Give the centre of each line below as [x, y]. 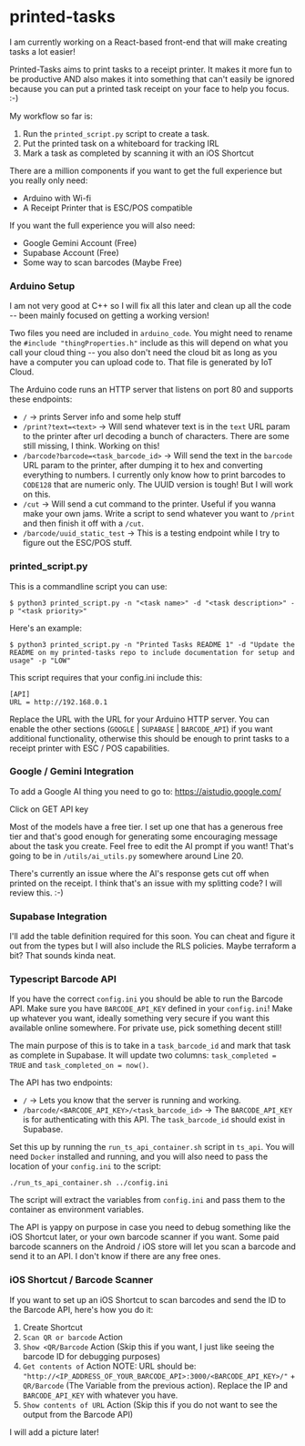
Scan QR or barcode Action [72, 1337]
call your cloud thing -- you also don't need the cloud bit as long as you [143, 353]
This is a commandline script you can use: [88, 586]
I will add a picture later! [55, 1431]
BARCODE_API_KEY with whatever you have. [100, 1395]
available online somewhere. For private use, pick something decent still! [146, 1028]
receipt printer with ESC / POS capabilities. [90, 748]
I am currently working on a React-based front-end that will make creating [148, 42]
